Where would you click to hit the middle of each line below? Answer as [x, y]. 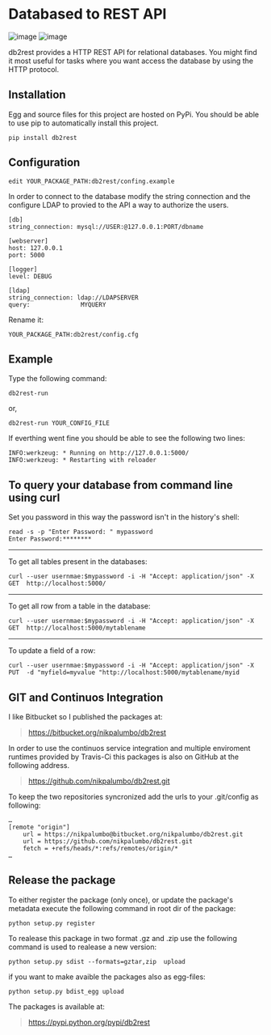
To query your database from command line [121, 485]
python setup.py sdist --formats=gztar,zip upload [97, 961]
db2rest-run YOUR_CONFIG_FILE [59, 423]
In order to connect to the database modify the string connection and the [129, 196]
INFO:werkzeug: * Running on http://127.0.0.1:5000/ [99, 453]
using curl [34, 497]
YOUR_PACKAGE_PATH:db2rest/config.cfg [73, 334]
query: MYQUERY [57, 304]
